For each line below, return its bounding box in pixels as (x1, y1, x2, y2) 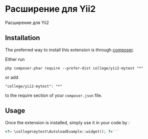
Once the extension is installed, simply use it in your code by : (5, 119, 130, 125)
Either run (5, 56, 25, 62)
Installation (5, 34, 40, 42)
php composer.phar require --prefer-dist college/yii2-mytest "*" (5, 66, 144, 70)
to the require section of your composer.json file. (5, 92, 102, 98)
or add (5, 74, 19, 80)
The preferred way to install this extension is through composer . (5, 46, 134, 52)
